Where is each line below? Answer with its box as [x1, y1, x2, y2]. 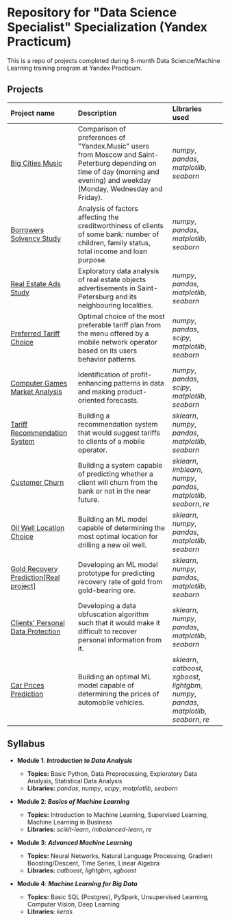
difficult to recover [77, 627, 138, 636]
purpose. [77, 255, 107, 264]
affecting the [77, 212, 119, 222]
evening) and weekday [77, 175, 151, 185]
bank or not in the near [77, 486, 151, 496]
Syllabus [7, 738, 46, 750]
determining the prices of [77, 689, 159, 698]
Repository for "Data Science [7, 5, 177, 21]
